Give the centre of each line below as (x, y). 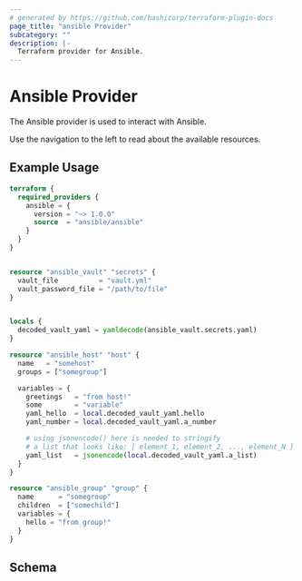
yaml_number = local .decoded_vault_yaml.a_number (122, 422)
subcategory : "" (40, 34)
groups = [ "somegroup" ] (62, 372)
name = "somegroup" (64, 497)
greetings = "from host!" (78, 397)
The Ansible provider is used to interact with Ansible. (108, 122)
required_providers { (58, 197)
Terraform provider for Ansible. (81, 52)
